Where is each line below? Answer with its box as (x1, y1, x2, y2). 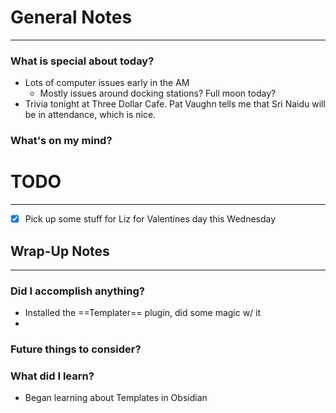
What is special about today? (10, 54, 155, 68)
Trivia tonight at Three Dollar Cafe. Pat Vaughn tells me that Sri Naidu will (24, 98, 326, 110)
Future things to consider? (10, 342, 142, 356)
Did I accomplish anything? (10, 284, 145, 298)
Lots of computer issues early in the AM (24, 77, 190, 89)
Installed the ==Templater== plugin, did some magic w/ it (24, 307, 262, 319)
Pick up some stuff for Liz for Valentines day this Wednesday (24, 213, 277, 225)
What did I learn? (10, 369, 95, 383)
